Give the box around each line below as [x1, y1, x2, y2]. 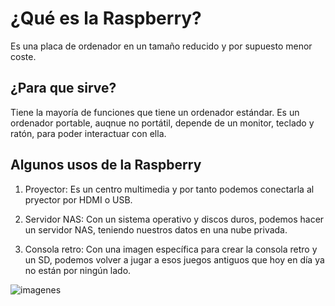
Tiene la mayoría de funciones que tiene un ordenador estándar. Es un [10, 106, 300, 118]
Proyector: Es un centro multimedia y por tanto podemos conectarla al [24, 183, 315, 195]
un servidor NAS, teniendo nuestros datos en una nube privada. [24, 223, 288, 236]
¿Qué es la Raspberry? [10, 7, 202, 30]
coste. [10, 50, 37, 62]
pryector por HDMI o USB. [24, 193, 133, 206]
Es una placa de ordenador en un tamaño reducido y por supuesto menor [10, 40, 313, 52]
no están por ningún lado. [24, 264, 132, 276]
